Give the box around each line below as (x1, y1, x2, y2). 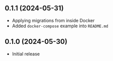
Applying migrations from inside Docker (12, 17, 95, 23)
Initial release (12, 50, 40, 57)
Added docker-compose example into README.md (12, 23, 109, 29)
